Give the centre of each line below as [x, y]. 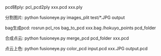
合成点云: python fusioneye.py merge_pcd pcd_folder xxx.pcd [67, 38]
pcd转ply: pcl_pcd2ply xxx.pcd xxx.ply [44, 7]
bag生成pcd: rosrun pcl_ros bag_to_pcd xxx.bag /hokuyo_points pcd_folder [80, 28]
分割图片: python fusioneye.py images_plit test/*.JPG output [65, 18]
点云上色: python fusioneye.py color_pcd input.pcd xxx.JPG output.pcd [76, 48]
